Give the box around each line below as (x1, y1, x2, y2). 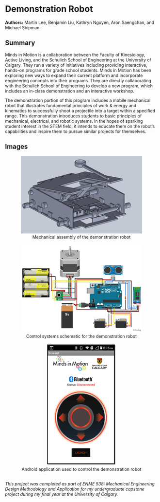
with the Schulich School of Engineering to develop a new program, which (5, 83, 153, 89)
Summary (5, 39, 35, 47)
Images (5, 143, 28, 151)
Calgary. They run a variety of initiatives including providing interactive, (5, 62, 147, 68)
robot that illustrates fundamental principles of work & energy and (5, 102, 137, 108)
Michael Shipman (5, 24, 40, 30)
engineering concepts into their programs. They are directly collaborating (5, 77, 152, 83)
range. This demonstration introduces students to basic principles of (5, 113, 142, 119)
